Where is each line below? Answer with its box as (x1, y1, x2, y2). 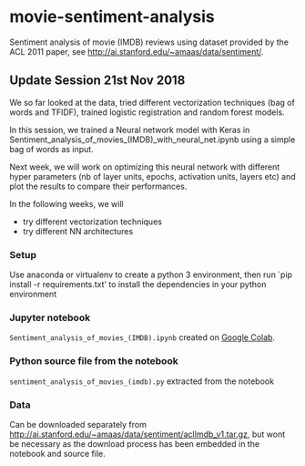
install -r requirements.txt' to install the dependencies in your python (9, 279, 267, 290)
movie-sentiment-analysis (9, 6, 216, 27)
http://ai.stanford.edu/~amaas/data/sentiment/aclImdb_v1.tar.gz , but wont (9, 429, 285, 440)
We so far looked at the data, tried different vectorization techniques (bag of (9, 97, 296, 108)
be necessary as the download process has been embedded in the (9, 438, 260, 449)
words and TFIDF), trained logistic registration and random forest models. (9, 107, 285, 118)
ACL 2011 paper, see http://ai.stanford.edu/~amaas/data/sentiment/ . (9, 46, 264, 57)
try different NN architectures (22, 225, 134, 236)
